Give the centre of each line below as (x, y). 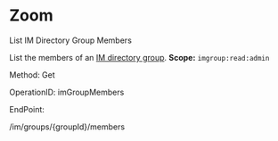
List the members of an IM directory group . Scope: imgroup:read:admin (139, 57)
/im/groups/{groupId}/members (67, 127)
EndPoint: (27, 109)
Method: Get (32, 75)
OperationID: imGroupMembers (67, 92)
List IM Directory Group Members (70, 40)
